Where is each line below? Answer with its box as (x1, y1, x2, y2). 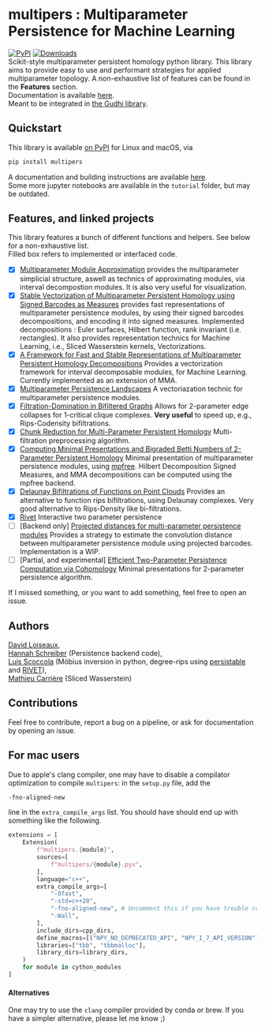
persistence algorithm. (19, 572, 93, 582)
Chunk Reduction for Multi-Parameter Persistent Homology (19, 426, 211, 436)
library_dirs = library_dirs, (36, 949, 129, 957)
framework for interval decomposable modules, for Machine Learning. (19, 367, 248, 377)
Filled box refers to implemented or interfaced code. (8, 249, 177, 259)
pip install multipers (8, 158, 83, 166)
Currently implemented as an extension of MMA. (19, 375, 177, 384)
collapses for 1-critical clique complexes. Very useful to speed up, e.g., (19, 410, 252, 419)
